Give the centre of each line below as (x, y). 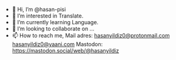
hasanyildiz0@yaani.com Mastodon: (57, 44)
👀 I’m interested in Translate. (48, 16)
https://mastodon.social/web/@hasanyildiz (66, 51)
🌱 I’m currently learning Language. (55, 22)
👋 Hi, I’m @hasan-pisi (39, 9)
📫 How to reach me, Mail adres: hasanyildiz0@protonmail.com (91, 35)
